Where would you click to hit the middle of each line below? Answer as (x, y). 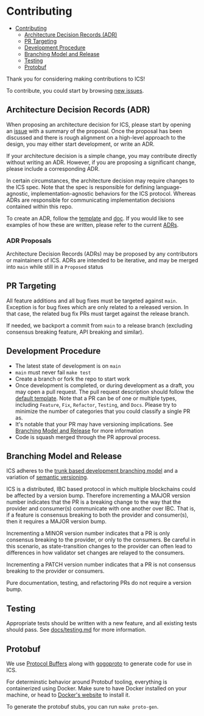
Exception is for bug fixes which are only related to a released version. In (97, 307)
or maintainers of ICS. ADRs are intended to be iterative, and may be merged (102, 260)
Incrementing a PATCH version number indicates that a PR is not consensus (101, 565)
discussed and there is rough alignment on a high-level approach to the (96, 137)
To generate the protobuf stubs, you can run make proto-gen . (83, 707)
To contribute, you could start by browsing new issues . (75, 90)
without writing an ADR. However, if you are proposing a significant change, (101, 162)
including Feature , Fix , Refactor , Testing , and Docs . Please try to (96, 404)
